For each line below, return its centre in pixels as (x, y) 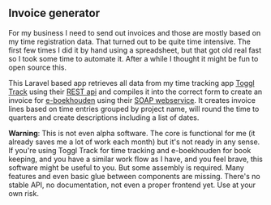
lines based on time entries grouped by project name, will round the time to (134, 109)
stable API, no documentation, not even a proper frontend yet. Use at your (132, 185)
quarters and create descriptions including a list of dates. (104, 117)
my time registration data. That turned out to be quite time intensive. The (130, 41)
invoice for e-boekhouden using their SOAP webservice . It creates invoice (132, 100)
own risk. (24, 193)
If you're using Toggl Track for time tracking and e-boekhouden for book (130, 150)
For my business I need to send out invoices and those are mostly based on (135, 32)
